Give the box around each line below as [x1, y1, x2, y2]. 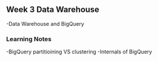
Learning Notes [6, 35, 52, 43]
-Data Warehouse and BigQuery [6, 20, 84, 27]
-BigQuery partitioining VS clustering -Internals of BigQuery [6, 48, 153, 55]
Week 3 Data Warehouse [6, 5, 100, 15]
